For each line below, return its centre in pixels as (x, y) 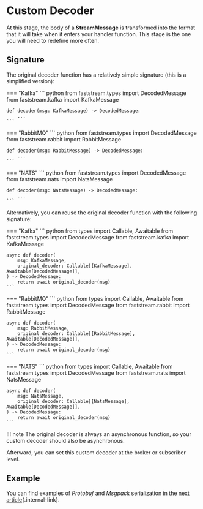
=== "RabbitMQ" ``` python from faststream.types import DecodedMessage (102, 133)
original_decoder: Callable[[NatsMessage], (74, 401)
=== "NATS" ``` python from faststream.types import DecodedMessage (96, 173)
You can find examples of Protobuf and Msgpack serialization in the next (98, 493)
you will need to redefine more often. (53, 40)
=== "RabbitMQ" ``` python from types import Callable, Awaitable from (95, 298)
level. (13, 459)
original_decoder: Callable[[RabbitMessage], (76, 334)
